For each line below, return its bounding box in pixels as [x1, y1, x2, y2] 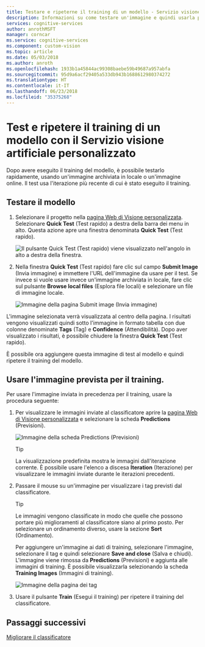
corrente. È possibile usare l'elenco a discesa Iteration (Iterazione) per [15, 464, 193, 471]
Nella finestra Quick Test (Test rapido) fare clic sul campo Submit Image [15, 263, 198, 270]
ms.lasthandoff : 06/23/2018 [6, 89, 78, 95]
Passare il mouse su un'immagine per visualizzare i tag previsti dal [15, 482, 182, 490]
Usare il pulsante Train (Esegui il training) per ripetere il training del [15, 593, 184, 601]
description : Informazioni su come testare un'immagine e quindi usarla [6, 15, 195, 21]
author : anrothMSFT [6, 26, 56, 32]
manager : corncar [6, 32, 51, 38]
